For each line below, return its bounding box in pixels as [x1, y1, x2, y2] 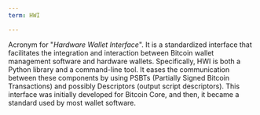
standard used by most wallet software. [8, 98, 136, 107]
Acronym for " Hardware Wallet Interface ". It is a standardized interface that [8, 40, 253, 49]
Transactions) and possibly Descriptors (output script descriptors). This [8, 81, 240, 91]
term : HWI [8, 11, 41, 20]
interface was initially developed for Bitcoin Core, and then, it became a [8, 89, 240, 99]
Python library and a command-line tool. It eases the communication [8, 64, 230, 74]
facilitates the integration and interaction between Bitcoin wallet [8, 48, 214, 57]
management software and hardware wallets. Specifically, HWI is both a [8, 56, 241, 66]
